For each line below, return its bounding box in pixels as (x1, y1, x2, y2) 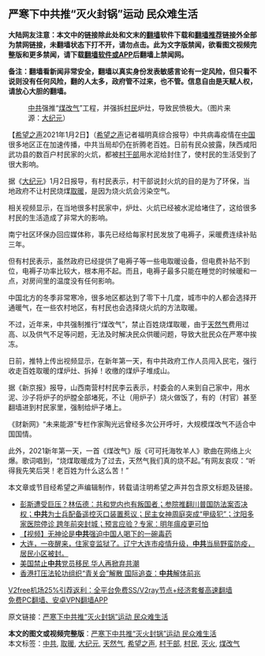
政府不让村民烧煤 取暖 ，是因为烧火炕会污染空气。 (14, 186, 174, 195)
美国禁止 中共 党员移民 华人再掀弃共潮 (19, 558, 140, 567)
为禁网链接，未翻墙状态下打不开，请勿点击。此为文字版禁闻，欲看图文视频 (8, 40, 250, 49)
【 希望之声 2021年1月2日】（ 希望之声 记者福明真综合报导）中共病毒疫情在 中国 (8, 130, 256, 139)
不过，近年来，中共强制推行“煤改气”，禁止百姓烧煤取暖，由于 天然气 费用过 (8, 319, 250, 329)
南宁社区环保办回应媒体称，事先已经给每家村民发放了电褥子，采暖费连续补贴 (8, 229, 257, 239)
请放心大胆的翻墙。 (8, 86, 71, 96)
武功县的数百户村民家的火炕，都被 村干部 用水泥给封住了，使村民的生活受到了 (8, 149, 257, 159)
